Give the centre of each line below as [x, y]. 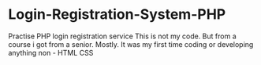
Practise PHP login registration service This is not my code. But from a [122, 36]
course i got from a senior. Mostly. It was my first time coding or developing [131, 44]
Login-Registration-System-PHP [117, 14]
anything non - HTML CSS [51, 52]
